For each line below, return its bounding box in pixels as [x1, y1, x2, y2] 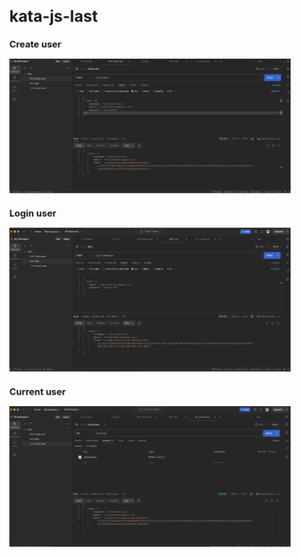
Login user [9, 207, 56, 220]
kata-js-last [9, 6, 98, 27]
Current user [9, 386, 66, 398]
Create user [9, 38, 62, 51]
